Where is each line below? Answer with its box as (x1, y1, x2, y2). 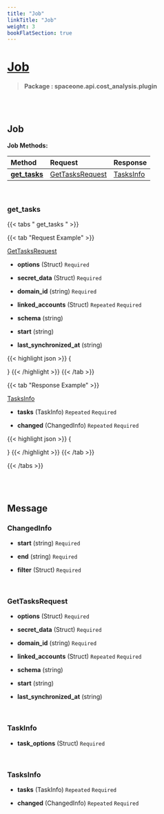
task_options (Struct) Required (17, 739, 105, 748)
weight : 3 (7, 23, 36, 30)
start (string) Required (17, 539, 81, 547)
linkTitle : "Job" (7, 17, 57, 24)
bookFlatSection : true (7, 29, 72, 37)
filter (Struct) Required (17, 566, 81, 574)
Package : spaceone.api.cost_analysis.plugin (23, 82, 157, 91)
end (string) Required (17, 552, 78, 561)
